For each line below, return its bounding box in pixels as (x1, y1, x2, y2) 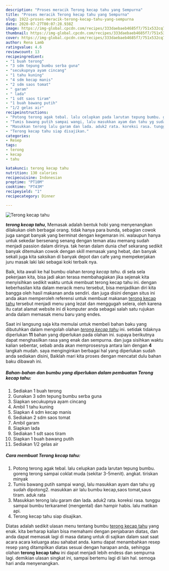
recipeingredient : (6, 54, 44, 59)
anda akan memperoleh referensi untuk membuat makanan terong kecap (6, 295, 156, 301)
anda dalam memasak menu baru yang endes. (6, 311, 101, 317)
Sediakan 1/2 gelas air (13, 441, 59, 447)
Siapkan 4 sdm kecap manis (13, 409, 72, 415)
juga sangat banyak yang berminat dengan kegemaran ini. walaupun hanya (6, 232, 161, 238)
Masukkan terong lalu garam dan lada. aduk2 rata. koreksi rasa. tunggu (13, 497, 160, 503)
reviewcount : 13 (6, 49, 40, 54)
